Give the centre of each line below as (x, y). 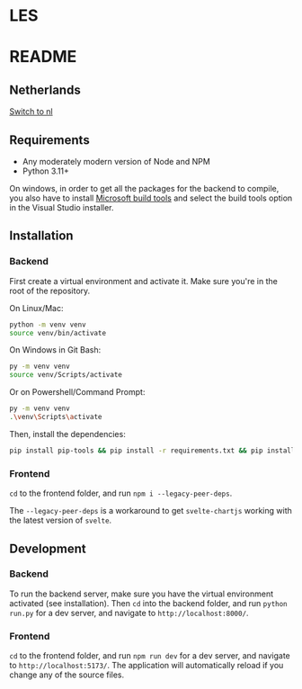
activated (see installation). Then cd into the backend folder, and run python (148, 603)
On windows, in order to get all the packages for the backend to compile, (144, 188)
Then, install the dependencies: (67, 434)
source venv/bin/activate (58, 333)
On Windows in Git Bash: (55, 350)
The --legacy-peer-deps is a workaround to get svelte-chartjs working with (151, 511)
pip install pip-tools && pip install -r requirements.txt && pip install (152, 451)
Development (48, 548)
